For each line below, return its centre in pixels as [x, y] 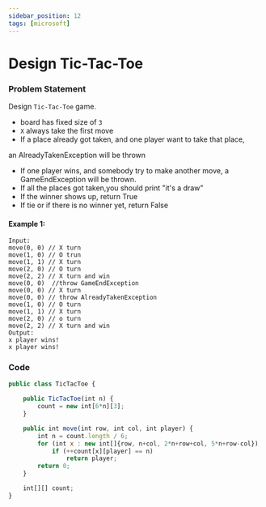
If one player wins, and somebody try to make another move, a [124, 170]
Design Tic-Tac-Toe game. [53, 106]
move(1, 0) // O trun [45, 255]
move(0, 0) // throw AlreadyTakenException [83, 298]
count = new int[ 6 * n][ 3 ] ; [81, 407]
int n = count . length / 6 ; [83, 436]
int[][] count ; [49, 488]
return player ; [91, 458]
